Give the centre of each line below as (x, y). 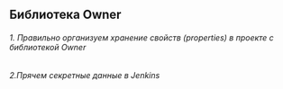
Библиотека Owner (65, 15)
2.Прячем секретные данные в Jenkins (85, 75)
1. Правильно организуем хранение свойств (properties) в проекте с (142, 37)
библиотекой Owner (48, 47)
